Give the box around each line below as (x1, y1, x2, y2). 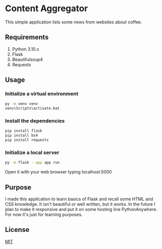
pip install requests (5, 137, 49, 143)
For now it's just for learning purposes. (5, 211, 83, 217)
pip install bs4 (5, 133, 38, 138)
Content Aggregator (5, 3, 88, 14)
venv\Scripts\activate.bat (5, 106, 60, 111)
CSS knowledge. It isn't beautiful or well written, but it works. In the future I (5, 201, 156, 207)
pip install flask (5, 129, 42, 134)
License (5, 226, 30, 234)
